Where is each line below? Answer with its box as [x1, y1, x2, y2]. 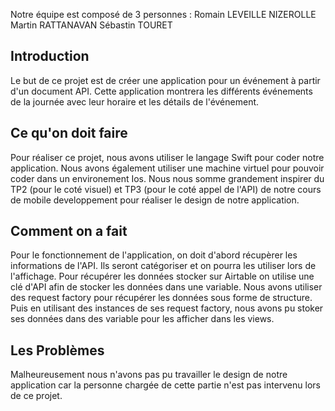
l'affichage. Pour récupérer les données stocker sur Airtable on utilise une [10, 270, 315, 283]
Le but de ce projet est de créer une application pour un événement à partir [10, 74, 321, 86]
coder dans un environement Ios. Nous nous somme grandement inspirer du [10, 172, 325, 184]
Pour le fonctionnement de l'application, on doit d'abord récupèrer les [10, 249, 298, 261]
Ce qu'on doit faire [10, 125, 128, 142]
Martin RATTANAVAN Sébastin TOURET [10, 19, 173, 31]
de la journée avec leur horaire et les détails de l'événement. [10, 95, 260, 108]
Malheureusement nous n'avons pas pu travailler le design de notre [10, 369, 288, 381]
